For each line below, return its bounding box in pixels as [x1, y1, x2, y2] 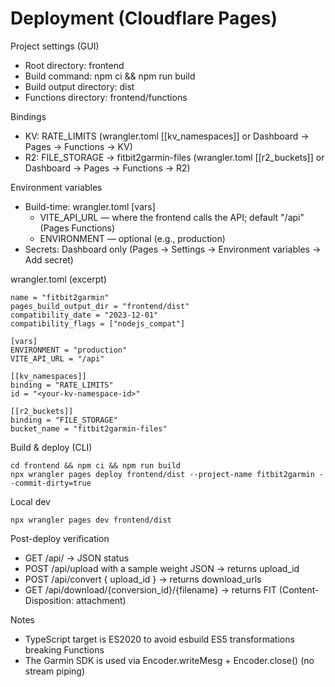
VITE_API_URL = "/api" [10, 353, 105, 364]
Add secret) [24, 253, 74, 266]
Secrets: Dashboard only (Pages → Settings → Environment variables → [24, 243, 322, 255]
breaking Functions [24, 643, 105, 656]
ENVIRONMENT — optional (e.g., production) [39, 232, 226, 244]
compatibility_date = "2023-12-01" [10, 310, 159, 320]
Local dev [10, 495, 51, 507]
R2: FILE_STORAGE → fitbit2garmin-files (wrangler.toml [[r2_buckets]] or [24, 151, 325, 163]
